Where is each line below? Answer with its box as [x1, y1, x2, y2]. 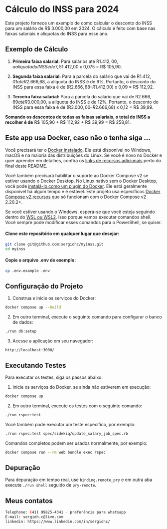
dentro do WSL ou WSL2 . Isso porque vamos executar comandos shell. [5, 214, 152, 220]
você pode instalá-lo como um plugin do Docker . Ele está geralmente [5, 183, 147, 189]
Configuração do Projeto [5, 282, 83, 290]
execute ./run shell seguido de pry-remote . [5, 482, 96, 488]
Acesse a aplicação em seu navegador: [12, 338, 94, 344]
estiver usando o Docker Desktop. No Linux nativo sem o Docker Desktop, [5, 178, 158, 184]
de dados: [12, 319, 33, 325]
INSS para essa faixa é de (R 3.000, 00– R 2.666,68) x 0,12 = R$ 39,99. [12, 104, 154, 110]
